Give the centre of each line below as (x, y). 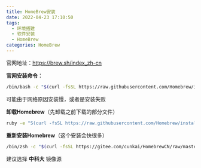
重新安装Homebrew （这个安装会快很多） (57, 135)
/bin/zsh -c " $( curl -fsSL (40, 146)
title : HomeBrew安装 (31, 12)
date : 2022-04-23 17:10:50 (40, 17)
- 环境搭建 (23, 28)
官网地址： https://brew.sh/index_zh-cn (54, 63)
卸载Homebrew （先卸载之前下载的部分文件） (62, 112)
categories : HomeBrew (33, 45)
